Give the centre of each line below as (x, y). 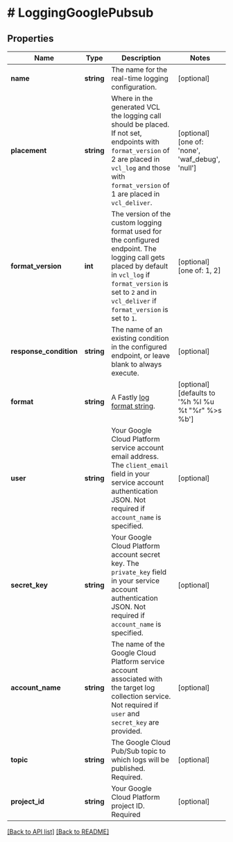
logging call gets (138, 257)
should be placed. (140, 124)
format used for (136, 231)
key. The (125, 563)
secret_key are (135, 722)
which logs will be (140, 760)
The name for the (139, 70)
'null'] (187, 168)
